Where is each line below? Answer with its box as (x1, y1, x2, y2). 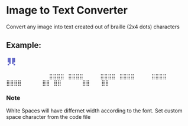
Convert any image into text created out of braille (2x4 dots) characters (6, 23, 180, 30)
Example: (6, 40, 41, 50)
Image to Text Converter (6, 4, 128, 17)
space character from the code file (6, 114, 91, 121)
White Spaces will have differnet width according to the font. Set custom (6, 107, 183, 114)
